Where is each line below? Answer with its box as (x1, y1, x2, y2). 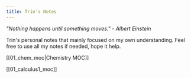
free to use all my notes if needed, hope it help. (6, 43, 121, 50)
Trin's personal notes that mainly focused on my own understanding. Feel (6, 36, 185, 43)
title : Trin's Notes (6, 8, 57, 15)
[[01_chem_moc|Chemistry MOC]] (6, 54, 89, 61)
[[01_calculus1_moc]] (6, 66, 57, 73)
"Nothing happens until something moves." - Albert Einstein (6, 25, 151, 32)
